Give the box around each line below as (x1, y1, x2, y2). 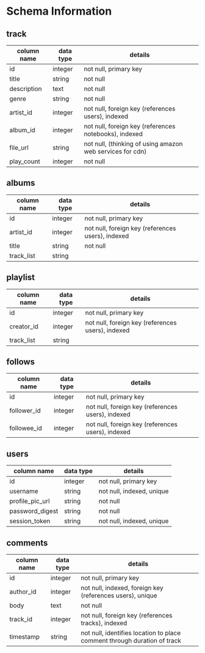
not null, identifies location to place (81, 629, 181, 637)
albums (6, 178, 35, 188)
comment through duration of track (81, 636, 182, 645)
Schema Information (6, 4, 112, 18)
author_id (9, 588, 37, 596)
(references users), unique (81, 591, 157, 600)
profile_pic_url (9, 497, 50, 506)
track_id (9, 615, 32, 624)
